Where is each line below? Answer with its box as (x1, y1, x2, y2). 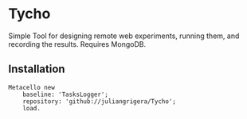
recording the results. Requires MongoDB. (8, 39, 146, 48)
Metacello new (8, 83, 56, 91)
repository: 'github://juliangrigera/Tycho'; (22, 97, 177, 106)
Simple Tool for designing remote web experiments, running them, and (8, 31, 240, 40)
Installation (8, 63, 65, 76)
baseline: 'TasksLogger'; (22, 90, 109, 98)
